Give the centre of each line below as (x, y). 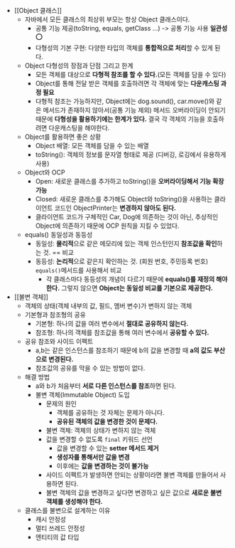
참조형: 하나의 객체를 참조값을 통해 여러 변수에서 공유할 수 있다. (122, 332)
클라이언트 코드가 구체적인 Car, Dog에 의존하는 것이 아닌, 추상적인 (127, 217)
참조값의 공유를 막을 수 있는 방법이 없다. (90, 368)
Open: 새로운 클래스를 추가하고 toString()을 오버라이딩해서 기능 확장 (130, 181)
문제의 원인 (61, 404)
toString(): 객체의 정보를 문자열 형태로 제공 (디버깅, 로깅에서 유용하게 (131, 154)
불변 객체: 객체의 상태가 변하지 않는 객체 (101, 430)
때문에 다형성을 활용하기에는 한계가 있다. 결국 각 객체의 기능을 (120, 119)
